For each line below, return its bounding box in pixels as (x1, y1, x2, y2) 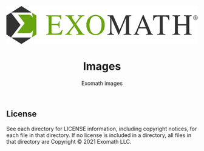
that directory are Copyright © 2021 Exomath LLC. (6, 138, 132, 145)
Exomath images (81, 79, 123, 87)
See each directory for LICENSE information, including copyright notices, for (6, 125, 197, 132)
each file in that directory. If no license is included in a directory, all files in (6, 131, 192, 139)
